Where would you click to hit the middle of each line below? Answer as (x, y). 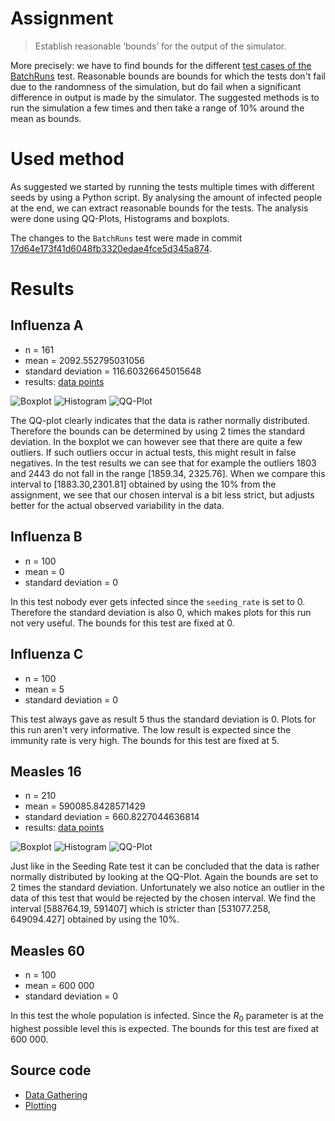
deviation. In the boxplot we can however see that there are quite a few (156, 441)
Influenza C (47, 654)
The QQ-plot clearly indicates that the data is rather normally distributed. (160, 420)
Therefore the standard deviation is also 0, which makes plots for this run (161, 612)
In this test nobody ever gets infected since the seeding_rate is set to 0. (158, 601)
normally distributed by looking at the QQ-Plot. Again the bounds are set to (164, 877)
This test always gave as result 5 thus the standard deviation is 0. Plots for (163, 719)
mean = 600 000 (59, 986)
